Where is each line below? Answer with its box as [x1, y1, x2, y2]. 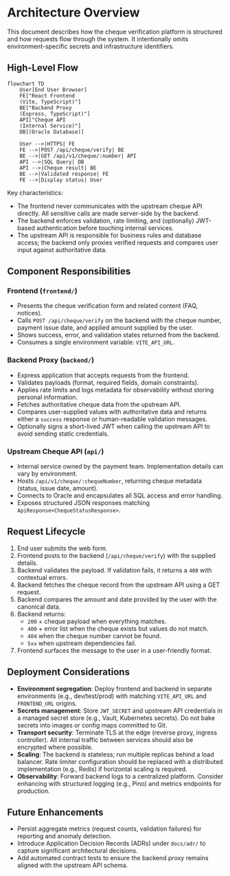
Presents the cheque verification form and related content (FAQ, [16, 302, 198, 310]
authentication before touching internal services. [36, 223, 174, 232]
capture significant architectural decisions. [16, 846, 139, 855]
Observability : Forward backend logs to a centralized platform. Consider [16, 772, 224, 780]
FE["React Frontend [19, 92, 76, 99]
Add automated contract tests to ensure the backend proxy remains [16, 854, 209, 862]
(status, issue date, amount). [16, 484, 98, 493]
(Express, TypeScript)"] [19, 110, 91, 117]
